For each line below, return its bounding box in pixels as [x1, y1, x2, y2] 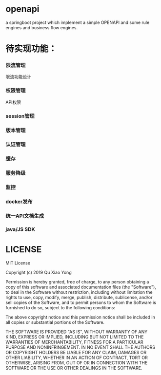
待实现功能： [5, 43, 58, 55]
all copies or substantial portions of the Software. [5, 319, 104, 325]
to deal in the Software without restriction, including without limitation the [5, 289, 153, 295]
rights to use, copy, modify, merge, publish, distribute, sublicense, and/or [5, 294, 153, 300]
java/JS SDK [5, 226, 36, 233]
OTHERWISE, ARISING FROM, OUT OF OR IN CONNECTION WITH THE [5, 359, 148, 366]
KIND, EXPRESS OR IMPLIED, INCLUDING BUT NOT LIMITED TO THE [5, 334, 144, 339]
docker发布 [5, 198, 33, 205]
